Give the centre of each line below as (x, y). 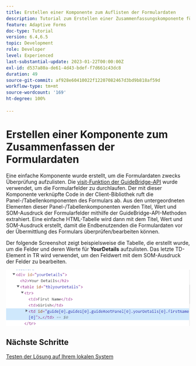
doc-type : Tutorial (30, 31)
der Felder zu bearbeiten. (36, 261)
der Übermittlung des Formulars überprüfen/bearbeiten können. (83, 232)
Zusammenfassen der (60, 147)
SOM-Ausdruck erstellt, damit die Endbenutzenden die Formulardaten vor (94, 225)
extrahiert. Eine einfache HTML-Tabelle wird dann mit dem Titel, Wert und (94, 219)
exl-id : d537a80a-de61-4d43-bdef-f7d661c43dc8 (64, 68)
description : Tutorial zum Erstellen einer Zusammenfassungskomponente (95, 18)
